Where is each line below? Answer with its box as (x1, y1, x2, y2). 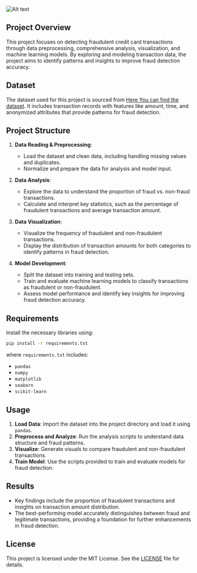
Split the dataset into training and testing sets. (23, 271, 135, 278)
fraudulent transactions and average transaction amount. (23, 207, 162, 214)
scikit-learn (14, 389, 47, 395)
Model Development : (14, 260, 67, 267)
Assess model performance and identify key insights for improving (23, 290, 185, 297)
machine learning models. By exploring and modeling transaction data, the (6, 51, 186, 58)
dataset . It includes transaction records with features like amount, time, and (6, 102, 189, 109)
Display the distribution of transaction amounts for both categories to (23, 242, 191, 249)
